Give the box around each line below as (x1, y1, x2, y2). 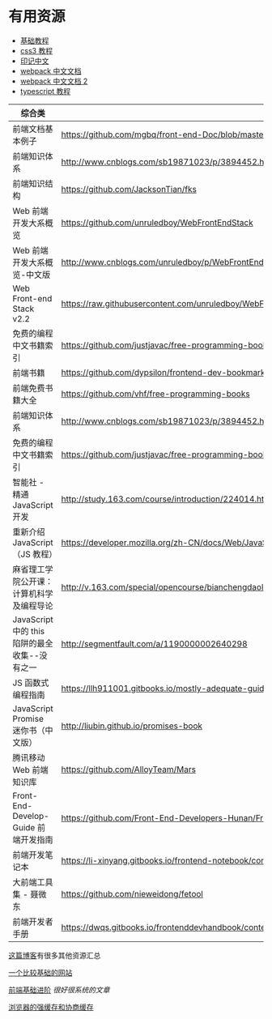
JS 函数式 (12, 677, 49, 689)
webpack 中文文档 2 (19, 76, 88, 86)
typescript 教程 (19, 86, 71, 96)
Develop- (12, 810, 50, 821)
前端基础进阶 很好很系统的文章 (8, 985, 110, 995)
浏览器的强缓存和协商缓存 (8, 1002, 94, 1012)
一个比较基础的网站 (8, 967, 73, 977)
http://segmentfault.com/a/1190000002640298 (61, 637, 249, 649)
